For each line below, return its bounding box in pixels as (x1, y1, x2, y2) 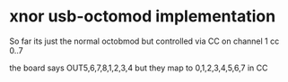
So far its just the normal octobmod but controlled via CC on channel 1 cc (9, 36, 280, 46)
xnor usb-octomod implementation (9, 6, 276, 27)
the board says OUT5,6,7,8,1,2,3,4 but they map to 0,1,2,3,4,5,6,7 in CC (9, 62, 268, 73)
